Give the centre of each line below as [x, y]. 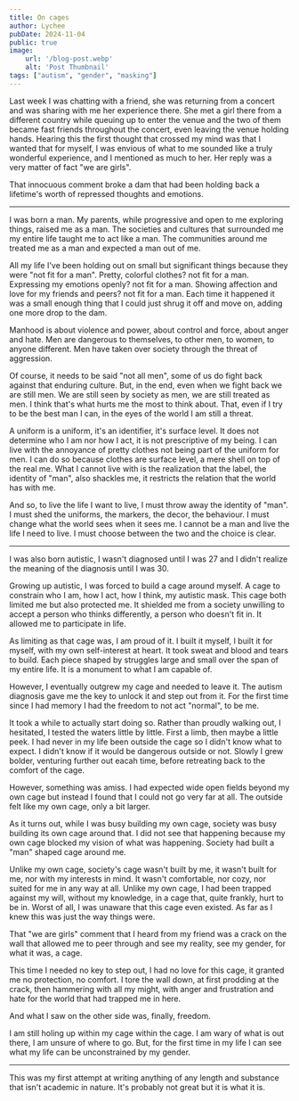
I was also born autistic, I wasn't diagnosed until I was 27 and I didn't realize [149, 559]
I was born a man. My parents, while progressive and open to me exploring [146, 219]
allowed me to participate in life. [68, 623]
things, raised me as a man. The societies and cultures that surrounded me [146, 229]
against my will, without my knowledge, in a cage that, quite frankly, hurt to [146, 898]
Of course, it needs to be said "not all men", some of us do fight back [136, 375]
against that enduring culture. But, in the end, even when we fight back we [146, 385]
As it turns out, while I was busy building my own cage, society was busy [143, 823]
